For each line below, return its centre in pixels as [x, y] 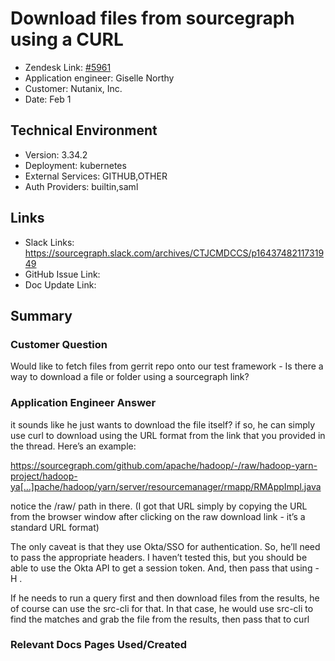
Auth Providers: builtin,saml [81, 186]
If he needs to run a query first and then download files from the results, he [165, 598]
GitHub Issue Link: [62, 274]
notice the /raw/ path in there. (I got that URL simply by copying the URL [159, 506]
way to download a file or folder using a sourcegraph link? [130, 377]
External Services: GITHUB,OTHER [96, 176]
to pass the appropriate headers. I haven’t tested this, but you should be [159, 557]
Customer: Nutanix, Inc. [73, 88]
